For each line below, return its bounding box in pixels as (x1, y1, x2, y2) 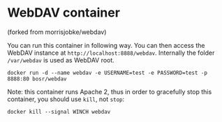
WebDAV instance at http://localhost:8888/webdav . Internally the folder (7, 49, 215, 57)
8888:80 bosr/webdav (7, 75, 68, 82)
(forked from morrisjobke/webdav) (7, 28, 107, 36)
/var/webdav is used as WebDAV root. (7, 55, 115, 64)
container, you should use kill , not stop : (7, 95, 125, 103)
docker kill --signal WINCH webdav (7, 108, 111, 115)
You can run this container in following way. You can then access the (7, 41, 205, 49)
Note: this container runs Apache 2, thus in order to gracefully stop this (7, 87, 212, 96)
